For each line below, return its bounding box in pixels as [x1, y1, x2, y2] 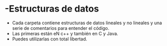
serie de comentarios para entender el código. [12, 25, 110, 31]
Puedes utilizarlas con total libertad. [12, 36, 87, 42]
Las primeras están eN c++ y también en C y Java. [12, 30, 119, 36]
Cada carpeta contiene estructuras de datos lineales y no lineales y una [12, 20, 162, 26]
